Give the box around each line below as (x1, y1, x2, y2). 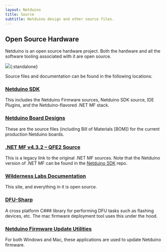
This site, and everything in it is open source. (5, 184, 97, 190)
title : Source (5, 12, 35, 17)
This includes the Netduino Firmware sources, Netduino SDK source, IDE (5, 97, 154, 103)
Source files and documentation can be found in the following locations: (5, 73, 153, 80)
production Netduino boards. (5, 131, 65, 137)
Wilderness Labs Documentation (5, 172, 86, 179)
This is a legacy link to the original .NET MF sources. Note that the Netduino (5, 155, 161, 161)
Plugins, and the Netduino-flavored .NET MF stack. (5, 102, 109, 108)
